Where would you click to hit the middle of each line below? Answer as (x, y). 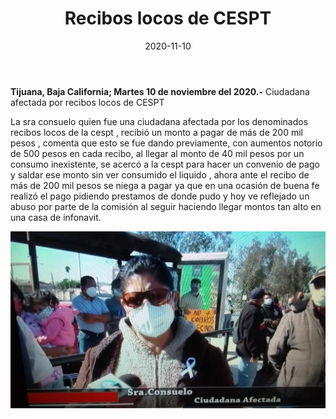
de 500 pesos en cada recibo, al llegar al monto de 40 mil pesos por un (157, 153)
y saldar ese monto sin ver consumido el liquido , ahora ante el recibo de (160, 174)
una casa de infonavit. (56, 217)
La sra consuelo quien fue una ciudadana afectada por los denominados (159, 121)
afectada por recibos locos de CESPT (87, 102)
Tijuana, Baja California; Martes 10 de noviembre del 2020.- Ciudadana (160, 91)
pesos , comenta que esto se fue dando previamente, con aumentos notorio (166, 143)
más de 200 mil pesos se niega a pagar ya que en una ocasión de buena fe (165, 185)
